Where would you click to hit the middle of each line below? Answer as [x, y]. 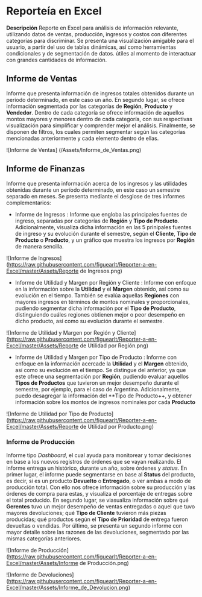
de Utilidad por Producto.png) [117, 426]
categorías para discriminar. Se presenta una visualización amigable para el [100, 40]
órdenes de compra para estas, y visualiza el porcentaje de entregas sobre [99, 493]
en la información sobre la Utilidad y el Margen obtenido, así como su [102, 289]
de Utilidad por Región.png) [114, 346]
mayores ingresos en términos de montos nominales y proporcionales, [102, 302]
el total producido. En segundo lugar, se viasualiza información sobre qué [97, 500]
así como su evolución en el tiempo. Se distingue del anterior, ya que [100, 370]
